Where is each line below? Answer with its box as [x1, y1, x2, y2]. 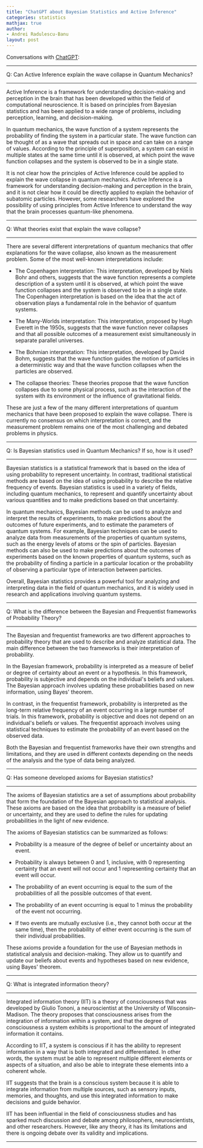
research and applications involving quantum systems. [6, 590, 142, 598]
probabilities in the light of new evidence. [6, 817, 109, 824]
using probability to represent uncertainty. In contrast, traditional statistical [6, 471, 192, 478]
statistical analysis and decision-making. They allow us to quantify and [6, 950, 182, 958]
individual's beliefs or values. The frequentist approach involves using [6, 720, 181, 726]
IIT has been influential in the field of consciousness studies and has [6, 1110, 177, 1117]
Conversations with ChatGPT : [6, 54, 80, 60]
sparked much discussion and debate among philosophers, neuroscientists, [6, 1117, 195, 1124]
